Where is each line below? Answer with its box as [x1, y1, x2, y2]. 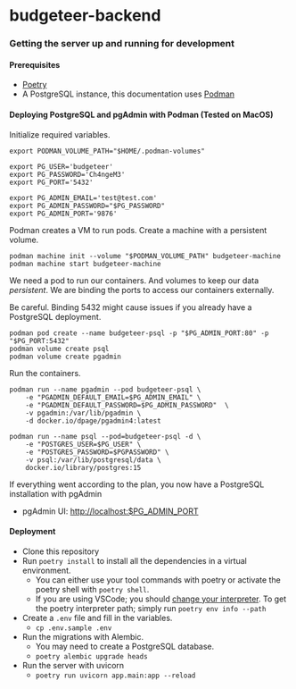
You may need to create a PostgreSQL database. [35, 641, 215, 651]
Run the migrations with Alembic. [21, 631, 144, 642]
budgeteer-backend [9, 5, 161, 26]
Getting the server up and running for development [9, 38, 234, 50]
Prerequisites [9, 59, 61, 70]
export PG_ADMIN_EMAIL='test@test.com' [9, 193, 158, 202]
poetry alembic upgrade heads [35, 651, 149, 661]
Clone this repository [21, 546, 100, 557]
